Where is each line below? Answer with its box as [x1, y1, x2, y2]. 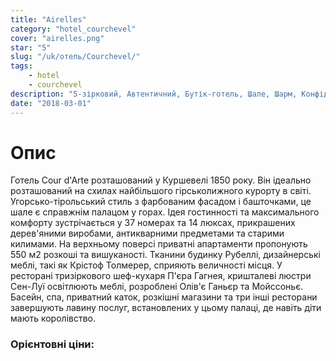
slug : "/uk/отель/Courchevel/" [10, 52, 141, 62]
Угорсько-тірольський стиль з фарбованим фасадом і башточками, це [10, 196, 312, 208]
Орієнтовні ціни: [10, 337, 95, 351]
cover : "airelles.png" [10, 33, 105, 43]
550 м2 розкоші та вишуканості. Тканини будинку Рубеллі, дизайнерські [10, 249, 321, 261]
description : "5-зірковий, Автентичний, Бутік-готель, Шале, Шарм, [10, 89, 298, 99]
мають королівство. [10, 312, 97, 325]
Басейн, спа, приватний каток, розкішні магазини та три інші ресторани [10, 291, 318, 303]
